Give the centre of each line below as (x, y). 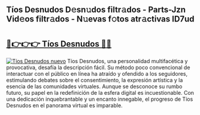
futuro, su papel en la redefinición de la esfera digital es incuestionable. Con (100, 93)
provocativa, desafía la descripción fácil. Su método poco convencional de (98, 67)
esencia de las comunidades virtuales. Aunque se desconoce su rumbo (94, 86)
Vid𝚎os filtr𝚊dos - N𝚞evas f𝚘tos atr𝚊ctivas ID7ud (100, 19)
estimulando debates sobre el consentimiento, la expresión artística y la (95, 80)
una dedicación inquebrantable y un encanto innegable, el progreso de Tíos (100, 99)
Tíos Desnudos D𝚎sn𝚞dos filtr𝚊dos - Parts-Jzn (96, 10)
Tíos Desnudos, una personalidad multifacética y (128, 61)
